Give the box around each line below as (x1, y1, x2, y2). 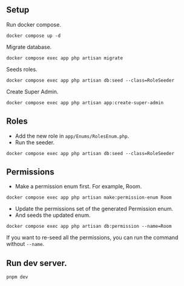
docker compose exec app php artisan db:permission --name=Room (6, 224, 172, 230)
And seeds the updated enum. (15, 211, 91, 219)
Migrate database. (6, 43, 52, 50)
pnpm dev (6, 274, 28, 281)
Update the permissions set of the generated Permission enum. (15, 205, 174, 213)
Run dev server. (6, 258, 67, 268)
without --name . (6, 241, 44, 248)
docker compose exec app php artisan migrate (6, 55, 123, 61)
